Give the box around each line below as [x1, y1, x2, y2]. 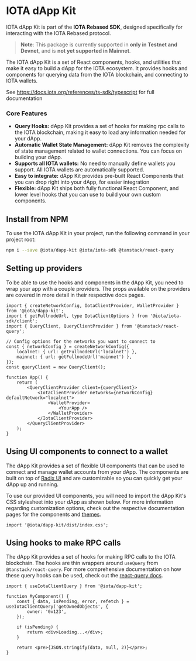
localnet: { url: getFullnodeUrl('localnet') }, [16, 349, 137, 354]
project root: [6, 236, 36, 243]
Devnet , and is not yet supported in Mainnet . [20, 47, 131, 54]
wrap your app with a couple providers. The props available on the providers [6, 285, 191, 292]
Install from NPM [6, 214, 68, 224]
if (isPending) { [16, 624, 59, 630]
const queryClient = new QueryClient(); [6, 364, 106, 370]
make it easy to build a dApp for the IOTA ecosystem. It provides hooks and [6, 64, 188, 71]
